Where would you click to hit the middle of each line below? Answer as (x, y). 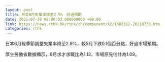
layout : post (19, 10)
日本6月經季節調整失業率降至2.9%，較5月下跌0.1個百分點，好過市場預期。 (83, 44)
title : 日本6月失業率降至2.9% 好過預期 (44, 15)
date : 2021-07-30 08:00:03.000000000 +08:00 (53, 19)
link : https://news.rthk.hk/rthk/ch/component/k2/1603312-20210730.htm (82, 24)
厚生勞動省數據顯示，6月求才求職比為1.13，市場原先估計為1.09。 (72, 54)
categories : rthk (24, 29)
